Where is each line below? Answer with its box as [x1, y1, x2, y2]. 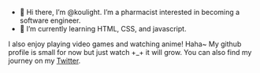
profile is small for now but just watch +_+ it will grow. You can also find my [8, 48, 252, 57]
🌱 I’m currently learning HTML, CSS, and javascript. [19, 24, 187, 33]
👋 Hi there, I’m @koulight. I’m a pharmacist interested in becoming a [19, 8, 240, 16]
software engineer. [19, 16, 81, 25]
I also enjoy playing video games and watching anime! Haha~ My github [8, 39, 242, 49]
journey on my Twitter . [8, 56, 81, 65]
